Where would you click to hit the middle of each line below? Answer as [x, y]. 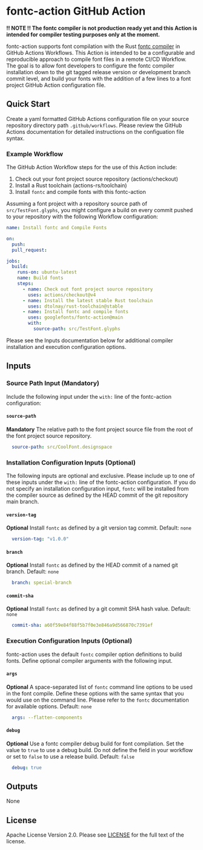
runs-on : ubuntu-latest [47, 272]
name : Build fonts [40, 278]
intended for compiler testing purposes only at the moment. [83, 34]
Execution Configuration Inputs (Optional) [69, 641]
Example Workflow [35, 154]
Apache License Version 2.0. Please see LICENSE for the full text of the [95, 835]
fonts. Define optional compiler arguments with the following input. [89, 660]
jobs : [13, 261]
